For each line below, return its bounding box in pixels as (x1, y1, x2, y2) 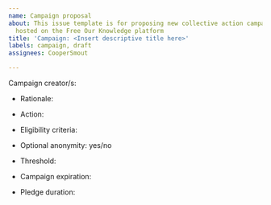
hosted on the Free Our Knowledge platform (15, 27, 164, 35)
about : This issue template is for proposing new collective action (8, 19, 244, 27)
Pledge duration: (19, 187, 76, 197)
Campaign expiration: (19, 172, 92, 181)
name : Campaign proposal (8, 11, 92, 20)
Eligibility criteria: (19, 125, 78, 134)
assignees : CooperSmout (8, 49, 89, 57)
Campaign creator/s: (8, 78, 77, 88)
